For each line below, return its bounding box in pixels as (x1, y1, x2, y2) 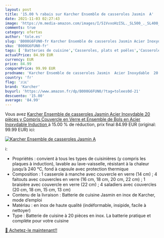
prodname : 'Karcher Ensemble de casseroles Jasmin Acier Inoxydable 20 (5, 71, 159, 76)
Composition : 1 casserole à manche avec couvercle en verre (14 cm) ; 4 (12, 171, 158, 177)
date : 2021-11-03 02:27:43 (5, 16, 60, 21)
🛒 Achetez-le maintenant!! (5, 227, 58, 233)
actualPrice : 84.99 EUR (5, 52, 54, 58)
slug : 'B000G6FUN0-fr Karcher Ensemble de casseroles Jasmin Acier (5, 39, 145, 44)
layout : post (5, 7, 32, 12)
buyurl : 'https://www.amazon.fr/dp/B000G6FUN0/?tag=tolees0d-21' (5, 89, 141, 94)
